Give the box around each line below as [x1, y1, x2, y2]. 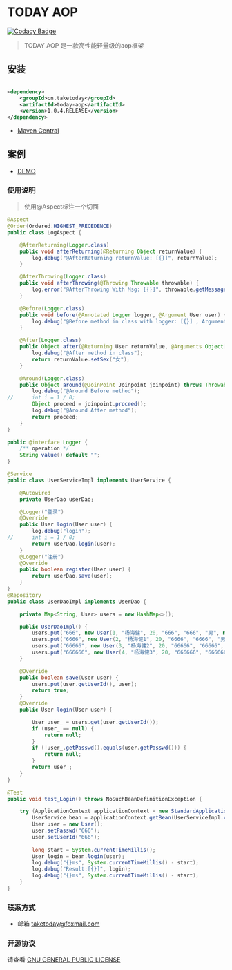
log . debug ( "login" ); [32, 528, 91, 535]
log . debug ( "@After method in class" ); [32, 350, 144, 356]
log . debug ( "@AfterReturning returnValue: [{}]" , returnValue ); [32, 254, 217, 261]
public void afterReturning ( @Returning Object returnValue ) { [19, 248, 202, 255]
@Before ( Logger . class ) [19, 305, 85, 312]
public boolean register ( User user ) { [19, 566, 131, 573]
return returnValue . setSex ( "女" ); [32, 356, 130, 363]
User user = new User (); [32, 821, 104, 828]
